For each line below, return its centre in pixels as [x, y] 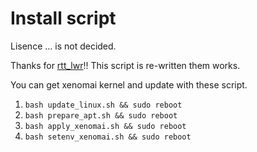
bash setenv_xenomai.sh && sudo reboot [108, 137]
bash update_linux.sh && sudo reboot [103, 105]
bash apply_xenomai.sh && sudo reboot [105, 126]
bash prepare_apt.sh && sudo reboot [101, 115]
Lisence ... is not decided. [63, 46]
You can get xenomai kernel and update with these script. [129, 84]
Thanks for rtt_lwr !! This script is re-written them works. [125, 65]
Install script [63, 18]
